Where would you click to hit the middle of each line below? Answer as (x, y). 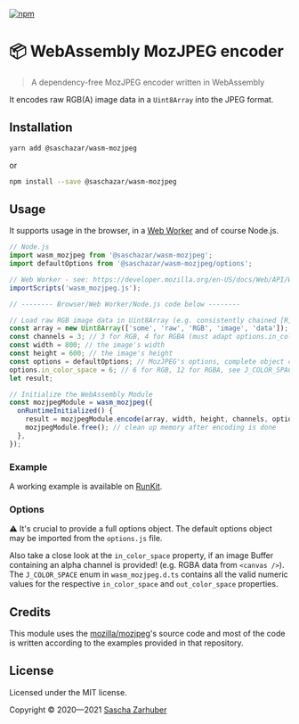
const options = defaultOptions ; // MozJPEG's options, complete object (147, 361)
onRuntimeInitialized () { (65, 411)
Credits (30, 612)
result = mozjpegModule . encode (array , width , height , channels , (147, 419)
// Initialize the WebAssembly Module (81, 394)
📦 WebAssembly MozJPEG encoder (147, 51)
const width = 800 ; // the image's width (87, 345)
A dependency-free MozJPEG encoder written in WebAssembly (148, 82)
